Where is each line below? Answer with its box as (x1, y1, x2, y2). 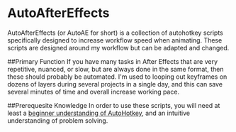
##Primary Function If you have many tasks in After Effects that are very (7, 57, 218, 65)
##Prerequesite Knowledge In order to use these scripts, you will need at (7, 101, 220, 109)
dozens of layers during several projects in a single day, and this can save (7, 79, 223, 88)
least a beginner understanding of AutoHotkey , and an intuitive (7, 109, 190, 117)
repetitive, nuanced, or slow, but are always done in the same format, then (7, 65, 224, 73)
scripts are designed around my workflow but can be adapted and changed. (7, 43, 230, 52)
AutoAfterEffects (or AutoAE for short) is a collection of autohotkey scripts (7, 28, 223, 37)
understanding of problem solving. (7, 116, 108, 125)
